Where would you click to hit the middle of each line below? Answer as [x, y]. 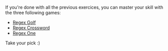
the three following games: [33, 13]
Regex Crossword [31, 28]
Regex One [24, 33]
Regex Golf [24, 22]
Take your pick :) [23, 43]
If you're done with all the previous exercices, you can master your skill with [84, 7]
